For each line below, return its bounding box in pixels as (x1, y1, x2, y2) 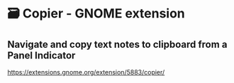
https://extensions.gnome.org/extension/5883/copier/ (7, 68, 165, 76)
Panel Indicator (7, 49, 76, 61)
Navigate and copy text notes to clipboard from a (7, 38, 228, 50)
